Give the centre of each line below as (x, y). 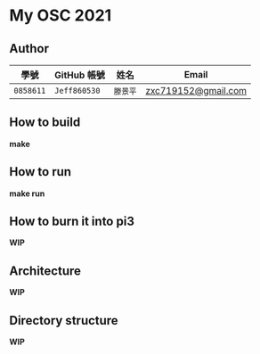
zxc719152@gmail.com (196, 91)
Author (29, 49)
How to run (41, 172)
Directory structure (64, 321)
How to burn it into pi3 (72, 222)
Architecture (45, 271)
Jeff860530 (77, 91)
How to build (45, 123)
